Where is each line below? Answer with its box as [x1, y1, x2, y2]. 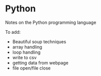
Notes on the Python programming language [5, 19, 97, 25]
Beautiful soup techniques [12, 38, 66, 45]
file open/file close [12, 65, 51, 71]
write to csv [12, 54, 37, 60]
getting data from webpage [12, 60, 69, 66]
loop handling [12, 49, 41, 55]
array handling [12, 44, 42, 50]
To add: [5, 29, 21, 35]
